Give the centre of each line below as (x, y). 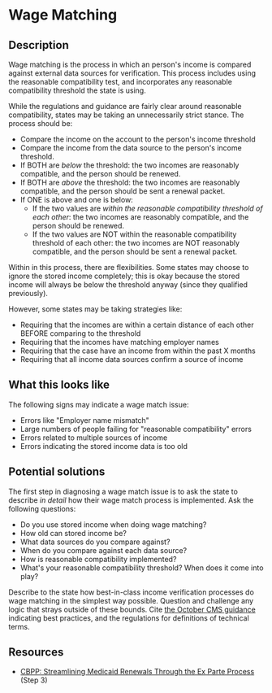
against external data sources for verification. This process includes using (132, 73)
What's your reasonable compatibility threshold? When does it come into (142, 568)
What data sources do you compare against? (95, 542)
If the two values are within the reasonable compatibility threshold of (147, 208)
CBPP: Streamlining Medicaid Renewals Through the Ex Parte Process (137, 672)
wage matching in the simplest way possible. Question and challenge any (131, 600)
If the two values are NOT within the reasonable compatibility (134, 234)
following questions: (42, 508)
